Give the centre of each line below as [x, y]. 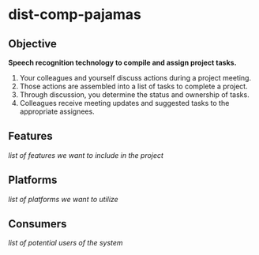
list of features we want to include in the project [86, 155]
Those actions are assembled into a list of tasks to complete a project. [133, 86]
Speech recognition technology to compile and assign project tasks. [122, 62]
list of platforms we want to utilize [63, 199]
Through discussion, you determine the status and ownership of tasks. [135, 95]
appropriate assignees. [57, 111]
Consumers [38, 224]
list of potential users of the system [66, 243]
